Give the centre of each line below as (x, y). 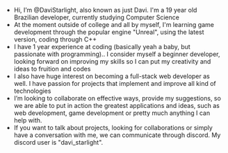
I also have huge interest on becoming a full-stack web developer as (112, 76)
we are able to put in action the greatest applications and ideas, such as (117, 106)
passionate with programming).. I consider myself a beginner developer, (117, 54)
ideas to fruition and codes (52, 69)
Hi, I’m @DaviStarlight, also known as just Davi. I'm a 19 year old (105, 10)
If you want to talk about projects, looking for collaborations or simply (113, 128)
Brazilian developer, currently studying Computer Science (96, 17)
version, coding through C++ (55, 39)
